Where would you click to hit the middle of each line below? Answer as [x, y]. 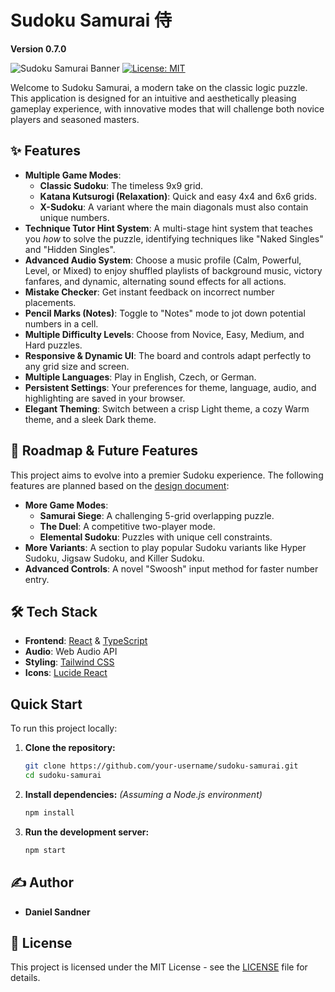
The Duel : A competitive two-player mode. [127, 526]
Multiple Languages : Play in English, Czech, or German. [140, 377]
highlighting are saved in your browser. [105, 398]
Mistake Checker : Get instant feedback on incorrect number [149, 292]
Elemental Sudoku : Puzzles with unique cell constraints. [156, 537]
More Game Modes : [66, 505]
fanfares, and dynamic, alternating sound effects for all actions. [155, 281]
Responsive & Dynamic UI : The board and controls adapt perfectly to [168, 355]
